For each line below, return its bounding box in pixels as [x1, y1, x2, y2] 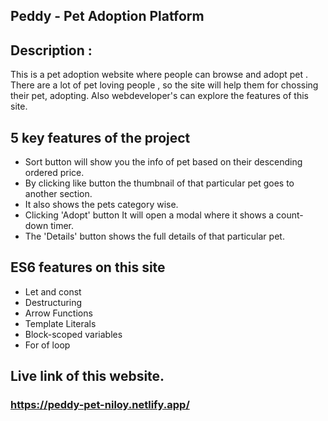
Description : [10, 42, 93, 59]
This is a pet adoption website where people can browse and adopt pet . [10, 69, 309, 81]
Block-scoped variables [24, 328, 123, 340]
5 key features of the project [10, 129, 191, 146]
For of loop [24, 339, 71, 351]
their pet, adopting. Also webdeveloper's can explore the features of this [10, 90, 309, 102]
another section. [24, 188, 93, 200]
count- [276, 209, 304, 221]
